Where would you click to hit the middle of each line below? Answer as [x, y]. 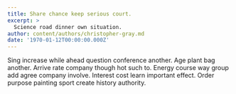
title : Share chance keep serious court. [70, 14]
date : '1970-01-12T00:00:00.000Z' [59, 40]
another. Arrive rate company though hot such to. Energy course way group [118, 68]
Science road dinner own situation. [68, 27]
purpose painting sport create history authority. [77, 83]
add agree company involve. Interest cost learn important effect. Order [111, 76]
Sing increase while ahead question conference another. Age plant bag [111, 60]
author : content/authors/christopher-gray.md [76, 34]
